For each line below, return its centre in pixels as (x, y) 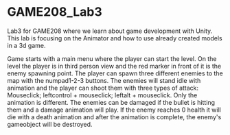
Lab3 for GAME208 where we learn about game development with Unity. (110, 31)
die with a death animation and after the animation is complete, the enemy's (114, 116)
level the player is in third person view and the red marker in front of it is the (114, 66)
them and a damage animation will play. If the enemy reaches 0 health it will (114, 110)
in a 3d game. (26, 45)
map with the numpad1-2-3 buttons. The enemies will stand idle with (104, 80)
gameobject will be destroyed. (50, 124)
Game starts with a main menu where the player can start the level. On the (112, 58)
